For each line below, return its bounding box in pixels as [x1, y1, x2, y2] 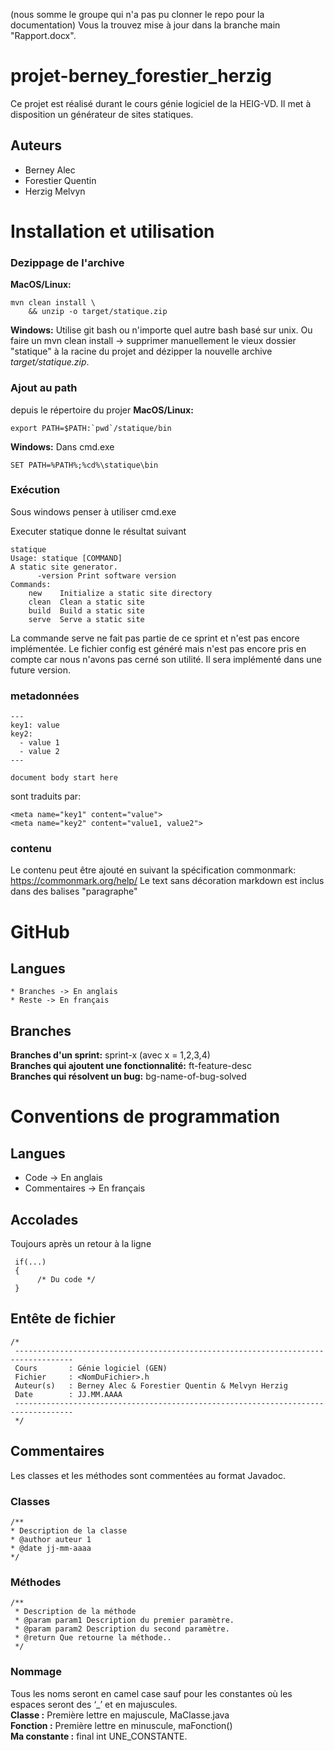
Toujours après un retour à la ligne [10, 1238, 152, 1250]
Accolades [10, 1211, 79, 1228]
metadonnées [10, 689, 80, 703]
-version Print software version [36, 570, 177, 581]
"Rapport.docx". [10, 30, 77, 41]
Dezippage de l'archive [10, 255, 125, 269]
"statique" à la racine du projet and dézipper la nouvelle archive [10, 345, 273, 358]
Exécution [10, 483, 61, 497]
